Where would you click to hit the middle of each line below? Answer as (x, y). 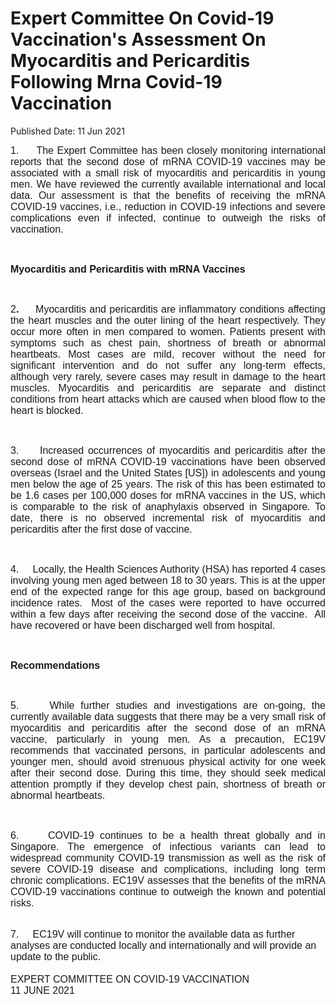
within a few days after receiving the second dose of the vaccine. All (168, 614)
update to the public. (56, 956)
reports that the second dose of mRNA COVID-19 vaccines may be (168, 161)
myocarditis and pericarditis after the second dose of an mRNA (168, 728)
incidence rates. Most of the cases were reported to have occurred (168, 603)
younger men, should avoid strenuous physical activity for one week (168, 761)
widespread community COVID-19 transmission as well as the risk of (168, 858)
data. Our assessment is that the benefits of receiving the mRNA (168, 195)
